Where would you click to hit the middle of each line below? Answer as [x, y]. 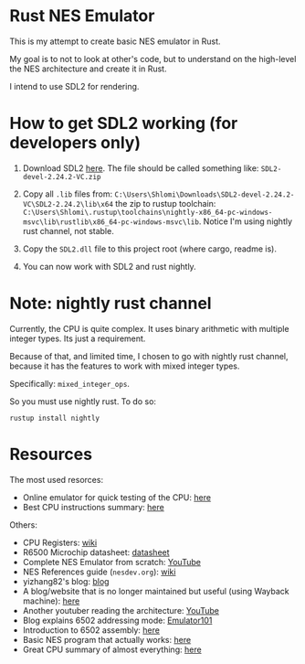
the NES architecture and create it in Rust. [88, 69]
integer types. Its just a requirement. [78, 338]
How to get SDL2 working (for [124, 123]
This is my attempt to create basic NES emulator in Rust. [115, 41]
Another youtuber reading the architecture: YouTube [121, 610]
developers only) [75, 143]
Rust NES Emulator [82, 16]
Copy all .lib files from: [68, 194]
